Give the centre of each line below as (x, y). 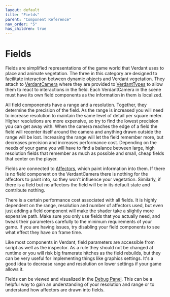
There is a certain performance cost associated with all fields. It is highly (81, 200)
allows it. (14, 269)
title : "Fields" (22, 15)
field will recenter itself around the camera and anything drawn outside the (83, 132)
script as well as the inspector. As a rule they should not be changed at (79, 248)
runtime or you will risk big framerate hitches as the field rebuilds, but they (83, 253)
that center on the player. (31, 159)
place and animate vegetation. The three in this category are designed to (81, 74)
